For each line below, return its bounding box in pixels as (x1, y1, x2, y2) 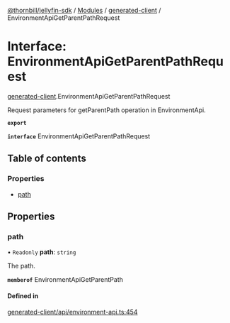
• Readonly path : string (7, 248, 76, 256)
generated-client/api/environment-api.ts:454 (7, 307, 138, 316)
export (7, 119, 27, 126)
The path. (7, 262, 35, 270)
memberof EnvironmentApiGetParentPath (7, 275, 124, 284)
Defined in (7, 291, 39, 300)
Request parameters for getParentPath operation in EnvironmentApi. (7, 106, 207, 114)
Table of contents (7, 153, 86, 165)
